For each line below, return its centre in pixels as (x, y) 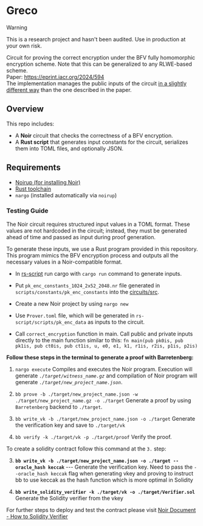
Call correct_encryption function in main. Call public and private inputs (104, 334)
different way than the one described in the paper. (69, 89)
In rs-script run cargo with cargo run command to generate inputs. (98, 273)
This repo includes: (30, 124)
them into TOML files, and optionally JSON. (69, 148)
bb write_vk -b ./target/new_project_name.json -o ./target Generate (105, 418)
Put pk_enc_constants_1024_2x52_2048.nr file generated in (88, 285)
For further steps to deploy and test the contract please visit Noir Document (101, 510)
